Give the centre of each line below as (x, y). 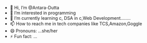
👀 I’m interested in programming (43, 13)
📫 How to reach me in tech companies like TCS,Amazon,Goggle (76, 24)
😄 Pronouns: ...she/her (34, 31)
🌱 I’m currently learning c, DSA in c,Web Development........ (70, 18)
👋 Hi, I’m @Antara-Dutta (35, 8)
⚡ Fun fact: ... (23, 36)
